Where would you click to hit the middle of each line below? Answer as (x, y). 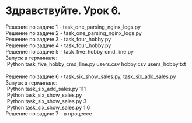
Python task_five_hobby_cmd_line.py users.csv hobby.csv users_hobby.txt (96, 64)
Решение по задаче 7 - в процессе (49, 113)
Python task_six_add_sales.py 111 (46, 89)
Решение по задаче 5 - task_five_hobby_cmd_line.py (69, 51)
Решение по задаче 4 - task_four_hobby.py (58, 45)
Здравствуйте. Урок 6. (63, 11)
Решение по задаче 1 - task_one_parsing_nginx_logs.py (73, 27)
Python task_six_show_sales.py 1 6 (48, 107)
